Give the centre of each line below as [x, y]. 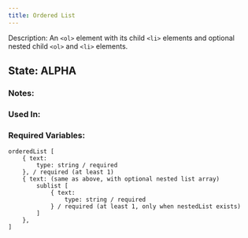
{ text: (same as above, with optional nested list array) [121, 179]
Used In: [24, 114]
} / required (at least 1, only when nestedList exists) [146, 207]
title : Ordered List [42, 15]
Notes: [21, 93]
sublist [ [52, 186]
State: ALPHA [43, 71]
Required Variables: [46, 135]
